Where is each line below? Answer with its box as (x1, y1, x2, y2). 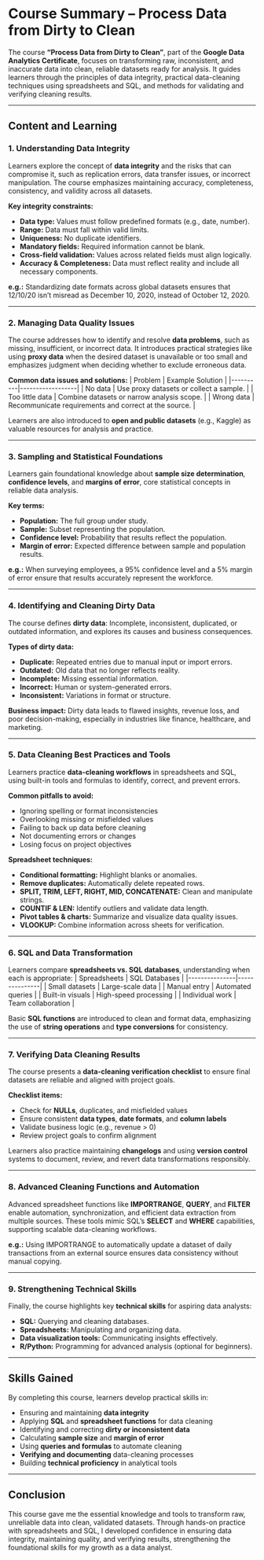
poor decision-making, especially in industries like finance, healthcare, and (8, 714, 251, 724)
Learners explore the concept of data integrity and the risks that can (8, 160, 232, 170)
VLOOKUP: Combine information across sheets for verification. (19, 920, 225, 929)
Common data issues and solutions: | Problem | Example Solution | (8, 375, 228, 385)
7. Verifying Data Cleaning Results (8, 1049, 141, 1060)
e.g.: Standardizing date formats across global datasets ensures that (8, 282, 231, 291)
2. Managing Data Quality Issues (8, 317, 135, 328)
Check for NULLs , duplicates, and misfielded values (19, 1106, 189, 1116)
